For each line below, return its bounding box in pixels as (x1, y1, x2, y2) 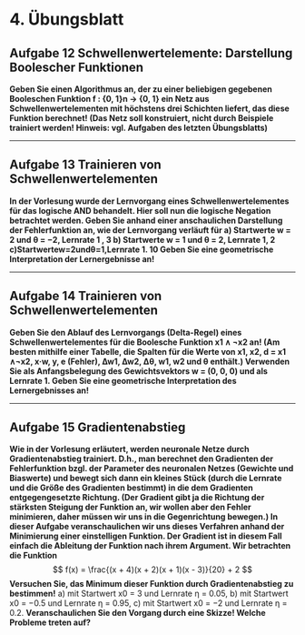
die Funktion (9, 550, 57, 561)
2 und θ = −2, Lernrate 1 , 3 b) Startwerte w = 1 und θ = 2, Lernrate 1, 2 (9, 234, 276, 245)
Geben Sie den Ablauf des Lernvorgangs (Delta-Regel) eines (9, 327, 242, 338)
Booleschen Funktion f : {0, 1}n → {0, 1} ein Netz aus (9, 94, 210, 104)
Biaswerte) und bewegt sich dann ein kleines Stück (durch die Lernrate (9, 473, 282, 484)
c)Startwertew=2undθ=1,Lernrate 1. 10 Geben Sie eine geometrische (9, 244, 274, 255)
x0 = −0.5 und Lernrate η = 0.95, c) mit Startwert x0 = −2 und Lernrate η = (9, 598, 288, 609)
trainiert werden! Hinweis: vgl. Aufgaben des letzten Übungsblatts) (9, 123, 268, 133)
